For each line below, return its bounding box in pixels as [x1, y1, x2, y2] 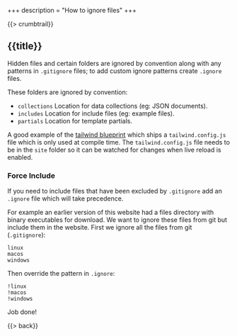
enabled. [7, 152, 33, 162]
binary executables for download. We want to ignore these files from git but [7, 215, 228, 224]
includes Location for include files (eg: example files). [17, 109, 175, 118]
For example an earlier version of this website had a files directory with [7, 208, 214, 217]
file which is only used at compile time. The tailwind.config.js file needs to [7, 138, 230, 146]
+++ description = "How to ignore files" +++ [7, 6, 137, 14]
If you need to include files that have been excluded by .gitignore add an [7, 187, 223, 196]
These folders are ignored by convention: [7, 88, 128, 96]
